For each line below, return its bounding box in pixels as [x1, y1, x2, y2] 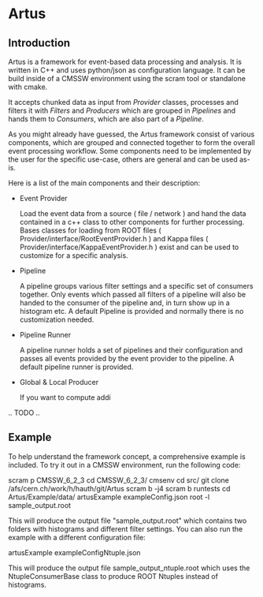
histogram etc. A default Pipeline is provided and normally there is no [19, 307, 244, 315]
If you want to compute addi [19, 393, 112, 402]
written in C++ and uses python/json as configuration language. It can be [8, 65, 246, 75]
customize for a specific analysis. [19, 251, 128, 260]
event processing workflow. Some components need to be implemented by [8, 147, 252, 155]
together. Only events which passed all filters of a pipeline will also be [19, 289, 246, 299]
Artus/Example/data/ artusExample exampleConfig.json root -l [8, 492, 210, 502]
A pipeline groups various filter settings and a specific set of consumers [19, 282, 254, 290]
